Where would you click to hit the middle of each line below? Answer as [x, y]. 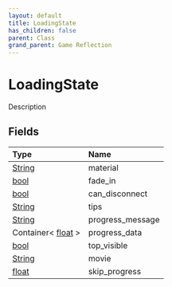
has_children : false [43, 30]
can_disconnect [118, 194]
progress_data [115, 232]
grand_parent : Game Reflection [60, 45]
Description [27, 107]
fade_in [102, 180]
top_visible [108, 246]
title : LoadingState [43, 23]
